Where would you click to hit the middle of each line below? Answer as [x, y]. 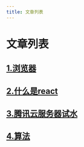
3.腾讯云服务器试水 [42, 113]
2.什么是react [32, 91]
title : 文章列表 [25, 12]
